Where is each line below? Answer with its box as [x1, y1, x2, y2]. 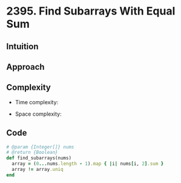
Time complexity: [15, 98, 59, 105]
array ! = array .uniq [12, 167, 64, 173]
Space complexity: [15, 110, 62, 118]
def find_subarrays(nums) [6, 155, 71, 161]
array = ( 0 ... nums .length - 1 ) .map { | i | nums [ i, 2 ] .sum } [12, 161, 164, 167]
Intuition [6, 41, 39, 52]
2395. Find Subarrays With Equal [6, 4, 176, 18]
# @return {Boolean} [6, 150, 59, 156]
